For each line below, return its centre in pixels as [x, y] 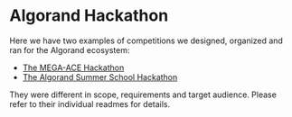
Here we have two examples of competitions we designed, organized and [146, 40]
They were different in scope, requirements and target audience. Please [143, 94]
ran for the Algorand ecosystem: [70, 49]
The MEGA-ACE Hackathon [73, 67]
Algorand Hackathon [89, 16]
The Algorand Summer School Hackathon [100, 76]
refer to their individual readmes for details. [90, 103]
